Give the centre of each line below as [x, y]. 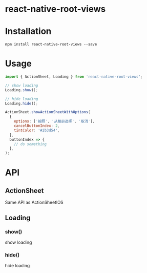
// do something [31, 144]
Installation [28, 31]
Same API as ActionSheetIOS [34, 202]
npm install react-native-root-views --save [51, 44]
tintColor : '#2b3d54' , [37, 130]
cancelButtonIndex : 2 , [37, 126]
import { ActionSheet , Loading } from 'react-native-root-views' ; [74, 77]
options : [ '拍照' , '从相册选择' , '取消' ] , [54, 121]
